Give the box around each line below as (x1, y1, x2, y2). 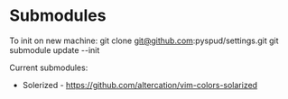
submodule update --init (9, 44, 100, 55)
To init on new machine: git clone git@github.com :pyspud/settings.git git (9, 35, 279, 46)
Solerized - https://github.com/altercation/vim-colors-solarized (22, 79, 258, 90)
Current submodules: (9, 62, 88, 73)
